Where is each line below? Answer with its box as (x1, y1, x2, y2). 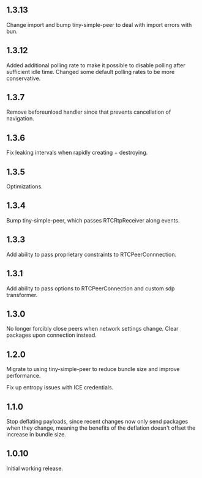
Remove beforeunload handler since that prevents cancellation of (6, 108, 171, 116)
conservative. (6, 75, 41, 82)
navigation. (6, 115, 35, 122)
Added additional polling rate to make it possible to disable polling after (6, 61, 185, 69)
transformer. (6, 291, 38, 298)
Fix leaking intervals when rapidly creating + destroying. (6, 149, 148, 156)
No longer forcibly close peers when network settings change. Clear (6, 325, 179, 333)
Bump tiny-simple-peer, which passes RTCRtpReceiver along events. (6, 216, 180, 224)
